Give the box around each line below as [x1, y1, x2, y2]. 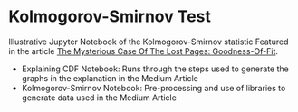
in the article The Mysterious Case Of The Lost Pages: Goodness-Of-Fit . [8, 45, 278, 56]
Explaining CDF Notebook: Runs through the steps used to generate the [21, 63, 289, 74]
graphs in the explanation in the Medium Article [21, 72, 198, 83]
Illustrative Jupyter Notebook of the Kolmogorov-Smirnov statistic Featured [8, 36, 289, 47]
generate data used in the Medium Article [21, 92, 178, 103]
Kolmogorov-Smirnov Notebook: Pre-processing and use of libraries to [21, 82, 286, 93]
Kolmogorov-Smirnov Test [8, 6, 212, 27]
